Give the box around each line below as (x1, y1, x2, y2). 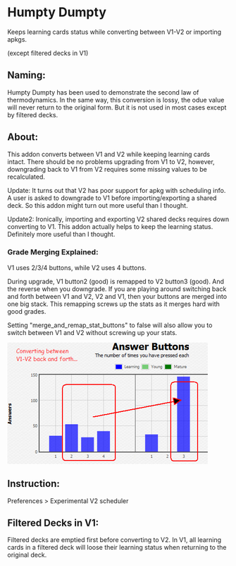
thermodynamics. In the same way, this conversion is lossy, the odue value (7, 95, 225, 104)
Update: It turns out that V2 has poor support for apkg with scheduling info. (7, 186, 226, 194)
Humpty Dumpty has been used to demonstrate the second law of (7, 88, 199, 96)
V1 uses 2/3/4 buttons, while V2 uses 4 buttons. (7, 263, 147, 272)
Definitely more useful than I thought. (7, 230, 116, 238)
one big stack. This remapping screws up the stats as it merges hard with (7, 300, 221, 308)
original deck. (7, 550, 47, 559)
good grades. (7, 307, 46, 315)
